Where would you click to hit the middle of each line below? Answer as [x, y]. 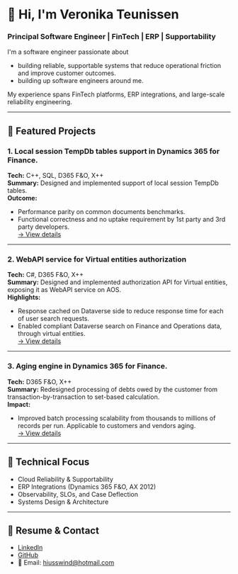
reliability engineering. [40, 102]
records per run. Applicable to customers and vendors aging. [107, 425]
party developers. [43, 227]
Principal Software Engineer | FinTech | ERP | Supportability [112, 37]
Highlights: [24, 298]
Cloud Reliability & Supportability [65, 479]
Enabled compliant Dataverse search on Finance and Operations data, [120, 326]
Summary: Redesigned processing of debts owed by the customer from [113, 389]
